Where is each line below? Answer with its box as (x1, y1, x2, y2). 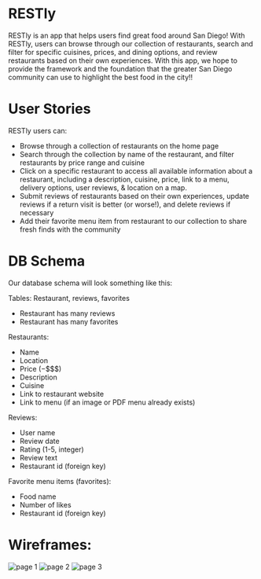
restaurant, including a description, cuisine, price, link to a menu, (19, 174, 230, 184)
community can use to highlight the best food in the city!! (8, 72, 193, 82)
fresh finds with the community (19, 225, 121, 234)
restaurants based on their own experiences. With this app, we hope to (8, 56, 238, 65)
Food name (19, 492, 57, 501)
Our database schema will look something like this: (8, 278, 173, 288)
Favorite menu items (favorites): (8, 476, 112, 486)
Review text (19, 453, 57, 462)
